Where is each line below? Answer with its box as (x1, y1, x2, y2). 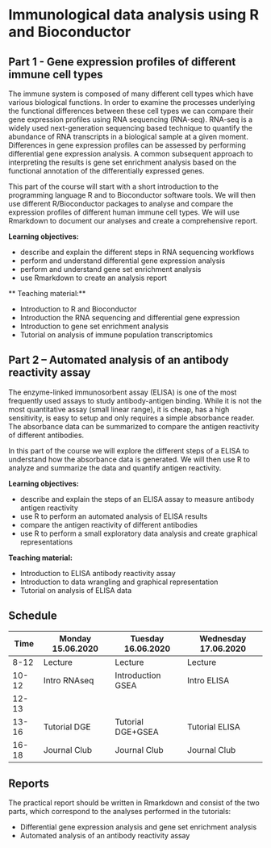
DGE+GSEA (115, 726, 159, 737)
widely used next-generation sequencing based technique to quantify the (8, 123, 252, 132)
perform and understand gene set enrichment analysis (19, 265, 202, 274)
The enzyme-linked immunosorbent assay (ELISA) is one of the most (8, 387, 237, 397)
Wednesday (199, 633, 247, 644)
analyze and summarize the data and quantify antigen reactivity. (8, 462, 222, 473)
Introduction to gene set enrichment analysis (19, 321, 169, 331)
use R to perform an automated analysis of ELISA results (19, 511, 208, 521)
